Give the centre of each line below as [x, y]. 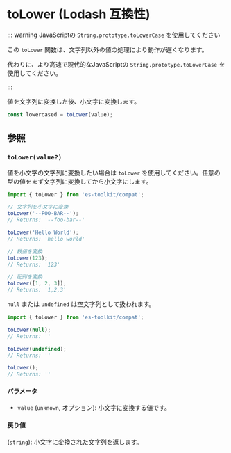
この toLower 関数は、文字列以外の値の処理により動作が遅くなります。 [108, 49]
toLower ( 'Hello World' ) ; [43, 232]
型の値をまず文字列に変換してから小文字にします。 [80, 181]
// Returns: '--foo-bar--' [46, 220]
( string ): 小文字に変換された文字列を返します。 [75, 442]
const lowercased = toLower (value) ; [60, 114]
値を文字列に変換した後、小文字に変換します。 [74, 101]
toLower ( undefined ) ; [37, 349]
